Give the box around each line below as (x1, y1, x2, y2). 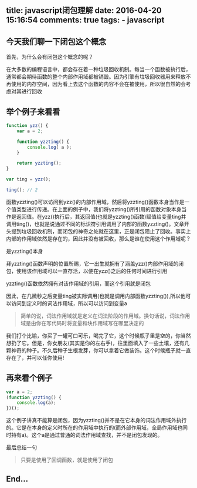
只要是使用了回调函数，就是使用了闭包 (20, 456, 113, 463)
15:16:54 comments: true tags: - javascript (6, 15, 165, 25)
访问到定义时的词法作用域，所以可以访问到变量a (11, 299, 127, 307)
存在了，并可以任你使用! (6, 354, 64, 361)
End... (6, 474, 29, 484)
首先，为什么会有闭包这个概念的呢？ (6, 54, 94, 61)
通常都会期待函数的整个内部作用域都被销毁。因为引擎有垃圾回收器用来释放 (6, 73, 186, 81)
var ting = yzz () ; (6, 176, 51, 182)
